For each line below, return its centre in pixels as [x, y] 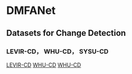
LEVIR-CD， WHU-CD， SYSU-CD [57, 51]
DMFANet [31, 11]
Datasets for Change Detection [66, 33]
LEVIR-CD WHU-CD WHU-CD [44, 65]
